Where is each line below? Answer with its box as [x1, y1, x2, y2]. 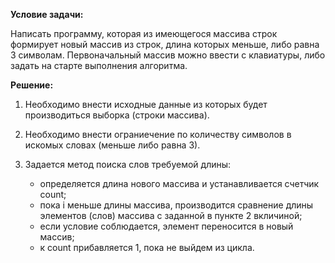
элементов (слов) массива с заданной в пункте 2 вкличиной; [39, 210, 303, 221]
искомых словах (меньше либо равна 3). [24, 139, 201, 151]
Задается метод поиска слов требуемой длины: [24, 159, 232, 170]
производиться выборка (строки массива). [24, 109, 210, 121]
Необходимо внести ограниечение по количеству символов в [24, 129, 292, 140]
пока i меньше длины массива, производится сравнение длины [39, 199, 314, 211]
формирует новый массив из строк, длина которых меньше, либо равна [10, 39, 320, 50]
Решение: [10, 79, 54, 91]
